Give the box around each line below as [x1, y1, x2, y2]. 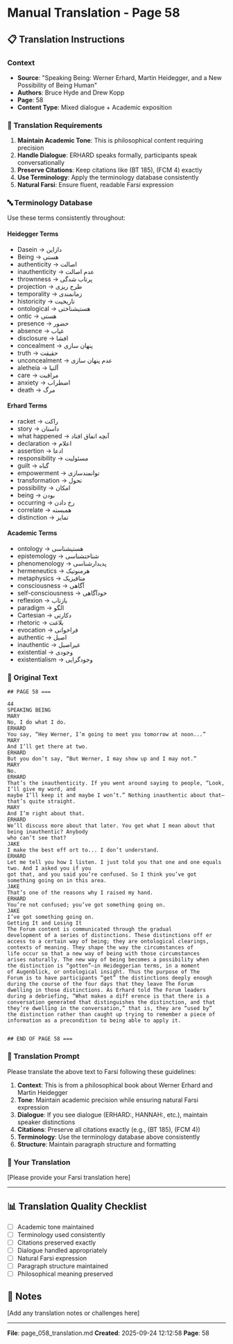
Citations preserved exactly [17, 1238, 96, 1247]
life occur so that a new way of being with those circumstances [7, 950, 200, 957]
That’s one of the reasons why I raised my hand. [7, 889, 154, 897]
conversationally [17, 159, 64, 167]
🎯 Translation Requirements [7, 120, 103, 130]
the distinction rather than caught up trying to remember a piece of [7, 1011, 216, 1018]
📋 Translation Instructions [7, 33, 125, 45]
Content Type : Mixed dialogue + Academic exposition [17, 103, 172, 111]
